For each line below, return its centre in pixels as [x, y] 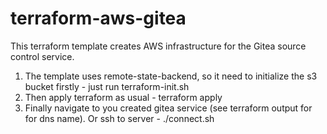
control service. [42, 56]
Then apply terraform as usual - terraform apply [123, 97]
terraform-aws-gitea [98, 18]
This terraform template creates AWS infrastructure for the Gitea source [158, 46]
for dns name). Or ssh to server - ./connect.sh [119, 118]
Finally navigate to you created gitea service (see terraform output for [168, 108]
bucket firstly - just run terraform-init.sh [107, 86]
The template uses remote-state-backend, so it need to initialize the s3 [171, 76]
